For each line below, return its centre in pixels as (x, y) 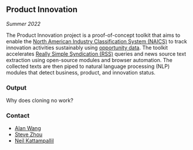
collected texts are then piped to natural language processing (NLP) (88, 66)
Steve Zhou (28, 135)
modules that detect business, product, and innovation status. (81, 72)
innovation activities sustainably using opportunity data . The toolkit (87, 47)
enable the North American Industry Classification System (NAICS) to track (97, 41)
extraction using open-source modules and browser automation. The (89, 60)
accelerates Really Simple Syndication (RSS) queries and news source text (96, 54)
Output (16, 87)
